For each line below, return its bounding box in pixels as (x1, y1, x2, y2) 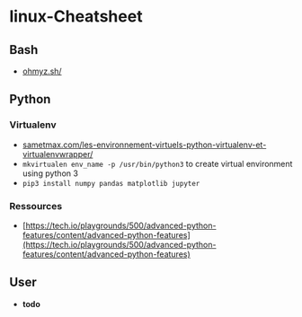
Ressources (9, 199, 63, 212)
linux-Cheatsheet (9, 6, 143, 27)
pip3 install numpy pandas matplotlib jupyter (22, 179, 200, 188)
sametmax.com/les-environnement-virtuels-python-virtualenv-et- (22, 139, 267, 150)
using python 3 (22, 168, 79, 179)
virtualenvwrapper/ (22, 148, 93, 159)
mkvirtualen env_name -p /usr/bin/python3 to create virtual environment (22, 158, 293, 169)
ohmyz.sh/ (22, 66, 62, 76)
